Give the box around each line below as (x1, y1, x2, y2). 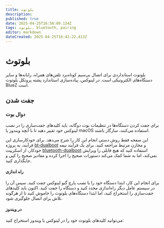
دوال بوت (5, 111, 26, 118)
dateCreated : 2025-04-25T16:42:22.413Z (5, 35, 87, 40)
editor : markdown (5, 30, 41, 35)
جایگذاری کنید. (5, 158, 31, 163)
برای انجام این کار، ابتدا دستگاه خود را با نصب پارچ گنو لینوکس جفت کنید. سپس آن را (5, 180, 160, 185)
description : (5, 12, 32, 17)
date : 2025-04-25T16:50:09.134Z (5, 21, 72, 26)
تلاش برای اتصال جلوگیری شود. (5, 195, 63, 201)
